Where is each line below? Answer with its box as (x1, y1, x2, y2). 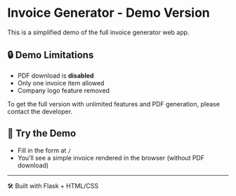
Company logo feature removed (17, 86, 110, 94)
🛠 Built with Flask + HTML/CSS (7, 181, 99, 190)
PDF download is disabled (17, 71, 94, 80)
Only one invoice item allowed (17, 78, 105, 87)
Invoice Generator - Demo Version (7, 5, 211, 21)
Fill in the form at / (17, 146, 72, 155)
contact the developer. (7, 107, 72, 115)
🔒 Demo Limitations (7, 49, 94, 61)
